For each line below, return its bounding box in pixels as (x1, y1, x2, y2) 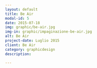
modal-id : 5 (5, 16, 29, 21)
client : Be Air (5, 43, 36, 47)
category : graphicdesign (5, 47, 55, 52)
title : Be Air (5, 11, 34, 16)
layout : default (5, 7, 38, 12)
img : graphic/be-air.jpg (5, 25, 55, 30)
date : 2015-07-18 (5, 20, 40, 25)
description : (5, 51, 32, 57)
